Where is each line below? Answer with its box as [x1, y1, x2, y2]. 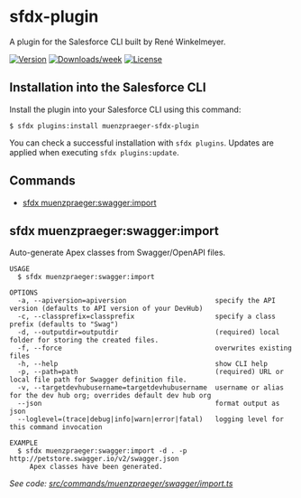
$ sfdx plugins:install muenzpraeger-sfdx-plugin [9, 121, 200, 130]
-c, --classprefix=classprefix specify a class [17, 312, 277, 322]
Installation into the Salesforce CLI [9, 80, 206, 96]
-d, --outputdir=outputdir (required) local [17, 328, 280, 337]
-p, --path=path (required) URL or [17, 368, 284, 377]
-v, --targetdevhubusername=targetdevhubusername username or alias [17, 383, 284, 392]
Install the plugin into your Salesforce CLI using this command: [9, 104, 242, 115]
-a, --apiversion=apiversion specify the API [17, 296, 277, 305]
